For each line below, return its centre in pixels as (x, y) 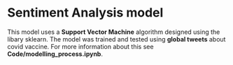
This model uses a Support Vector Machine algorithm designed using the (114, 32)
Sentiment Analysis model (85, 13)
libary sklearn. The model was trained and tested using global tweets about (116, 39)
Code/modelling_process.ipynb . (55, 54)
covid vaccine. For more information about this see (80, 46)
